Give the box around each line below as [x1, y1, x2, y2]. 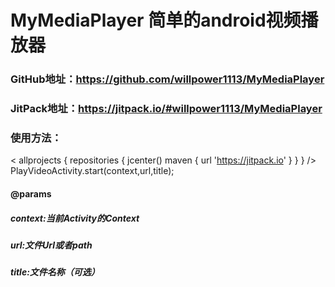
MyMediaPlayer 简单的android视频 [10, 9, 302, 32]
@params [10, 187, 52, 200]
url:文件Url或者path [10, 239, 93, 251]
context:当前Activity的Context [10, 212, 140, 224]
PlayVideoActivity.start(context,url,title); [10, 165, 175, 177]
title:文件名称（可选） [10, 266, 100, 278]
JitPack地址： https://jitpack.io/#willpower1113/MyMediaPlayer [10, 102, 323, 116]
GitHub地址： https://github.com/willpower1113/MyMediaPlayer [10, 72, 325, 86]
